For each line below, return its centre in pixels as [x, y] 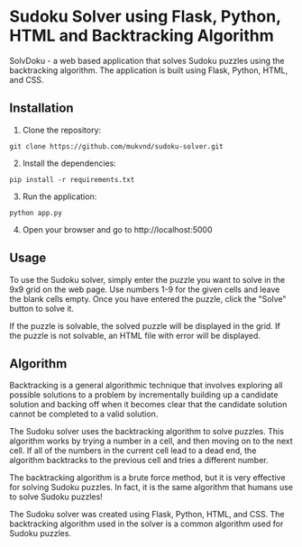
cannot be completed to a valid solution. [84, 414]
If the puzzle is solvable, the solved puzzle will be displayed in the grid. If [145, 325]
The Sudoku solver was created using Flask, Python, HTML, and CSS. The [147, 515]
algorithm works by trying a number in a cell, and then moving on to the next [151, 441]
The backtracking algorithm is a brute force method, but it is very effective [147, 478]
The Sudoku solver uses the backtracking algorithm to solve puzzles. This [146, 432]
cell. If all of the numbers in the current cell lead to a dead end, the [133, 451]
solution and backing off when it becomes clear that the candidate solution [148, 405]
